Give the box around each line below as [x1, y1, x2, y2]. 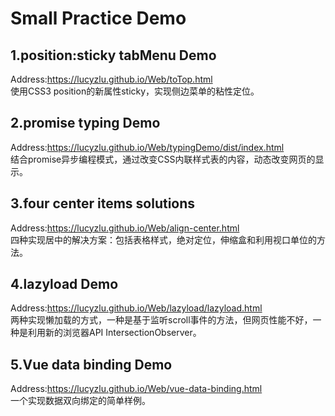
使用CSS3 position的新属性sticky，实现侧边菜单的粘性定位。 [10, 85, 260, 97]
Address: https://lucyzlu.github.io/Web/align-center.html [10, 222, 240, 234]
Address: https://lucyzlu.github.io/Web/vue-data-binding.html [10, 383, 263, 395]
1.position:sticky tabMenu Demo [10, 47, 217, 64]
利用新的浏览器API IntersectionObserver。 [27, 327, 202, 339]
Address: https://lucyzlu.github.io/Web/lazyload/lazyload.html [10, 302, 263, 314]
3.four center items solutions [10, 195, 196, 212]
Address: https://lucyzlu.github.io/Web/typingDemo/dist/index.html [10, 141, 285, 153]
